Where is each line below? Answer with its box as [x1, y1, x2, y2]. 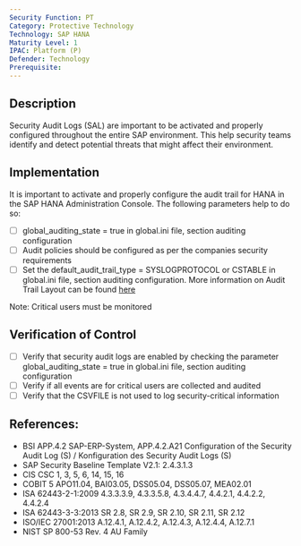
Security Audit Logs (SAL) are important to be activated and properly [9, 120, 263, 131]
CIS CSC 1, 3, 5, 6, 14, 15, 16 [21, 469, 125, 480]
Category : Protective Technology [9, 21, 134, 30]
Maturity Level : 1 [9, 38, 78, 47]
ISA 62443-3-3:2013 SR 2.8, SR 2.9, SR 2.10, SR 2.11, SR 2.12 [21, 507, 245, 517]
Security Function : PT [9, 13, 94, 22]
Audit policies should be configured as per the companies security [21, 244, 269, 255]
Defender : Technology [9, 55, 90, 64]
